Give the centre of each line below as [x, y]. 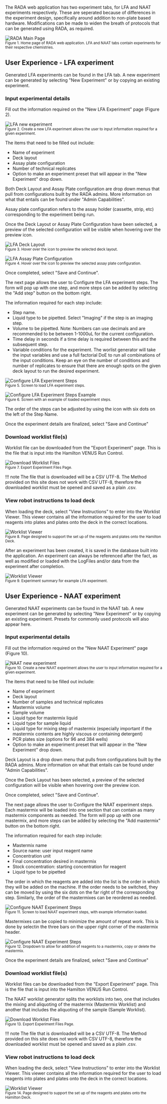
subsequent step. [30, 345]
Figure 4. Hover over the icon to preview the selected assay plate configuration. [73, 263]
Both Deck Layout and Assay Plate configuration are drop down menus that [83, 189]
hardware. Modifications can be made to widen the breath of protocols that [82, 23]
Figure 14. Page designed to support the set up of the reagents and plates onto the [76, 1093]
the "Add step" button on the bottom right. [48, 293]
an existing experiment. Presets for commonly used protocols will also [77, 619]
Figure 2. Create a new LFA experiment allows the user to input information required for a [81, 129]
